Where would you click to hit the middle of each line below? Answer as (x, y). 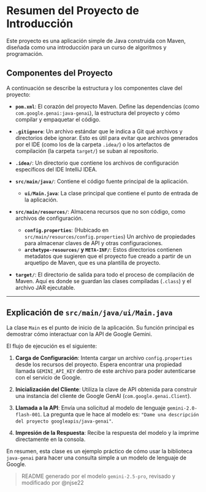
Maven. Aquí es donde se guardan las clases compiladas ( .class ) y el (103, 281)
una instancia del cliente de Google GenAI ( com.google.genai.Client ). (103, 396)
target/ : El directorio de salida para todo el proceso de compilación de (105, 275)
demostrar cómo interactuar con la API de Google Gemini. (79, 334)
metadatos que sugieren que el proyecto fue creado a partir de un (108, 256)
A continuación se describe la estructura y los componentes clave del (94, 88)
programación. (25, 53)
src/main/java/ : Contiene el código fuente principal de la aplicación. (102, 181)
